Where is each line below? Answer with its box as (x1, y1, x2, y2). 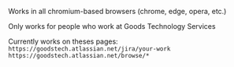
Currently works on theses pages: (8, 37, 118, 46)
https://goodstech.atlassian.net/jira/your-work (8, 45, 171, 53)
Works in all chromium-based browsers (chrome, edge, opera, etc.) (8, 7, 227, 16)
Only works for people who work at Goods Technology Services (8, 22, 216, 30)
